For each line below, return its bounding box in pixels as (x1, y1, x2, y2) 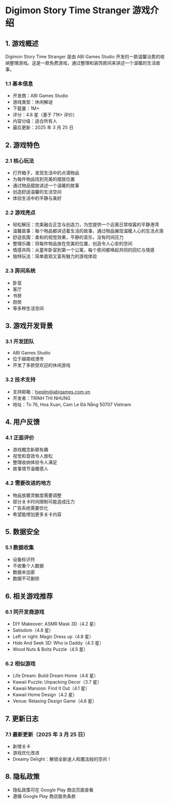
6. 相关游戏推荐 (5, 592, 53, 600)
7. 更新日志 (5, 714, 39, 723)
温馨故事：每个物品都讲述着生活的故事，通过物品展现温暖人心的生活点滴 (12, 228, 163, 234)
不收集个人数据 (12, 563, 44, 569)
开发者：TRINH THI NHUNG (12, 395, 71, 401)
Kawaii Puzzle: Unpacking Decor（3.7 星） (12, 679, 102, 685)
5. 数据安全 (5, 527, 39, 536)
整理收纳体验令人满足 (12, 459, 57, 465)
